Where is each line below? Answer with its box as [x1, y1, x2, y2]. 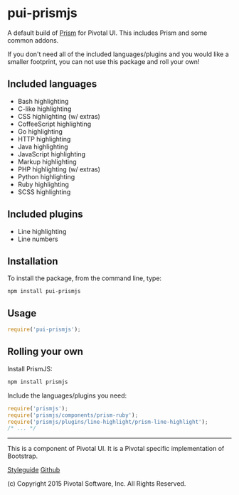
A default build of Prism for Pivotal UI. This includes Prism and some [7, 28, 208, 37]
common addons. [7, 36, 59, 44]
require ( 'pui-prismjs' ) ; [7, 326, 81, 334]
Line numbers [17, 235, 58, 243]
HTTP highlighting [17, 134, 71, 143]
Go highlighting [17, 127, 63, 136]
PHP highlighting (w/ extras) [17, 165, 101, 174]
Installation [7, 255, 58, 267]
